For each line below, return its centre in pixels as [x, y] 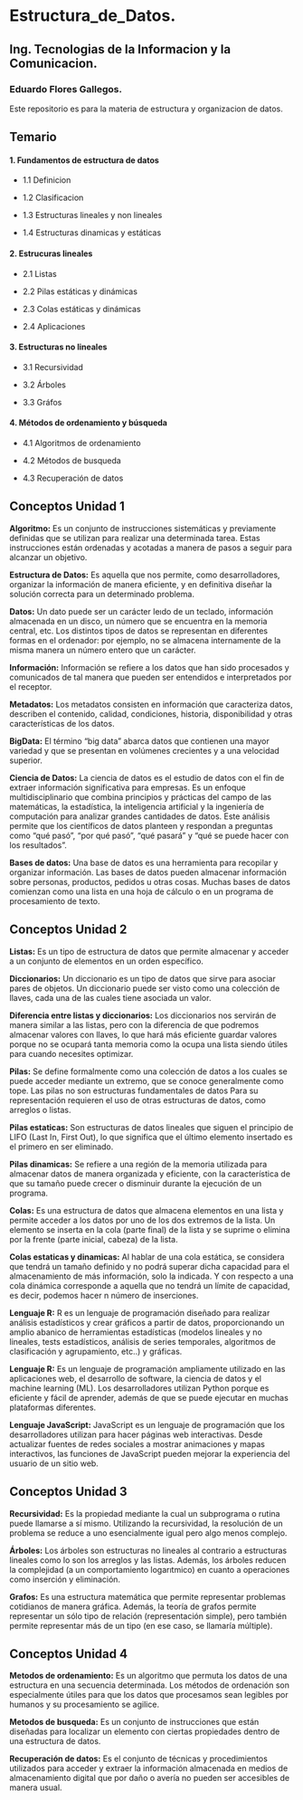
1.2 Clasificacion [53, 198]
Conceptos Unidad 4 [69, 1654]
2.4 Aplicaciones [54, 326]
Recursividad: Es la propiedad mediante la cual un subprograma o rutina [145, 1513]
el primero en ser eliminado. [62, 1147]
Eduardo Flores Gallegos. [66, 89]
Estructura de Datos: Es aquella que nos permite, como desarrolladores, [145, 575]
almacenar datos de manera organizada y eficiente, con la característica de [150, 1174]
